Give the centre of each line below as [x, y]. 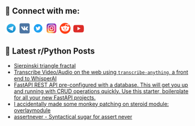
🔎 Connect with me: [42, 11]
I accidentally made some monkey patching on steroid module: [91, 104]
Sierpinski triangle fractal [45, 65]
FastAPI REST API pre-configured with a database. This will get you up [101, 85]
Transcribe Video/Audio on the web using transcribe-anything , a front [101, 72]
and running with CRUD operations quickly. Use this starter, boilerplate [101, 91]
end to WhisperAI [35, 78]
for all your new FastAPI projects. [55, 97]
